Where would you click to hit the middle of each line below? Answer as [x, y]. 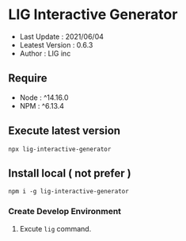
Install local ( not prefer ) [70, 173]
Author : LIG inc [45, 53]
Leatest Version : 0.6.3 [56, 44]
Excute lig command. [55, 228]
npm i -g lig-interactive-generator [68, 192]
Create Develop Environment [65, 212]
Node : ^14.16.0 [44, 98]
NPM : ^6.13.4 [42, 105]
